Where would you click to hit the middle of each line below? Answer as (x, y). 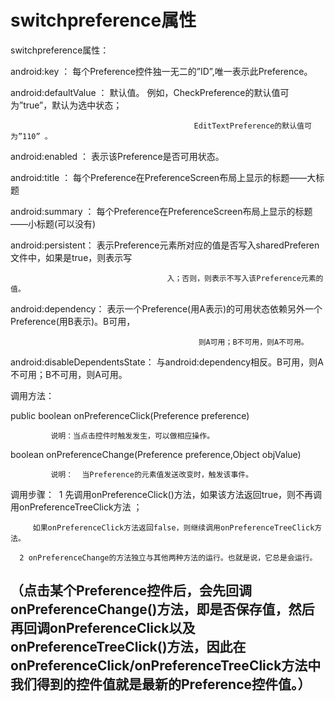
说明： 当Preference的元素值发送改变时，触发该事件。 (152, 474)
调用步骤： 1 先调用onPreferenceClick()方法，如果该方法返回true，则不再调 (166, 494)
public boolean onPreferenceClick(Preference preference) (130, 415)
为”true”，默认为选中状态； (66, 105)
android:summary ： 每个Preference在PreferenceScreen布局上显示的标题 (161, 211)
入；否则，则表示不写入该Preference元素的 (245, 278)
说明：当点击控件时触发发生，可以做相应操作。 (132, 436)
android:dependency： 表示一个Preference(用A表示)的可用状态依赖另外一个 (166, 308)
